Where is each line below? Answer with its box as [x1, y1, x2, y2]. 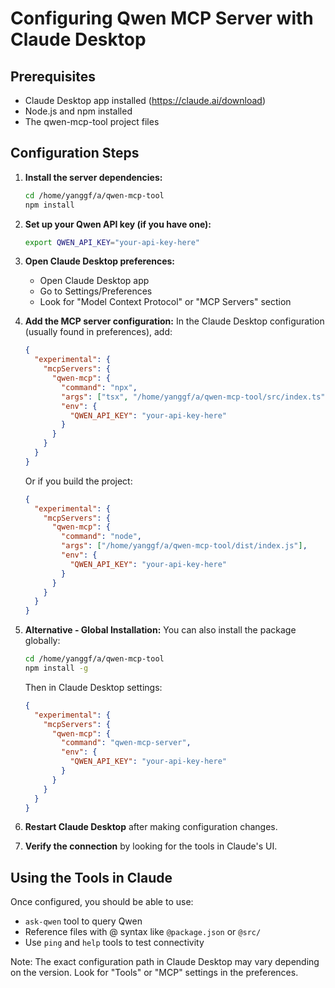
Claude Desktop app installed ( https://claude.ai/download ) [24, 95, 267, 106]
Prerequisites [10, 68, 96, 85]
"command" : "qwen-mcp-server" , [61, 738, 192, 748]
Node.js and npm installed [24, 105, 133, 117]
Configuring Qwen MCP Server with [10, 7, 314, 30]
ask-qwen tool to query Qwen [24, 915, 143, 927]
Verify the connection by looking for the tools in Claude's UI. [24, 840, 278, 852]
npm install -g [24, 663, 89, 674]
